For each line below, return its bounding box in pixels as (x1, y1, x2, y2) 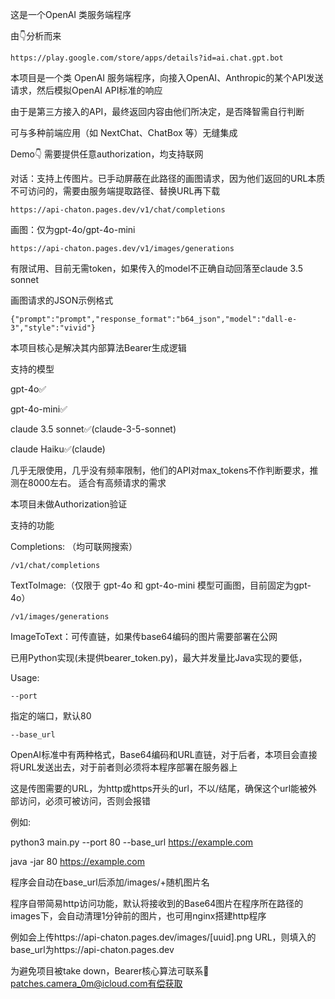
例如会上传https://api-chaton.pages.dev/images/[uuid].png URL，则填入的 (10, 931, 317, 943)
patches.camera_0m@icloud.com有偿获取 (10, 978, 183, 989)
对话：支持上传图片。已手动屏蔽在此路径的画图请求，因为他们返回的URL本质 (10, 173, 326, 184)
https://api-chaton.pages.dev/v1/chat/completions (10, 205, 226, 215)
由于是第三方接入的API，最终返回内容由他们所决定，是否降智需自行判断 (10, 106, 305, 117)
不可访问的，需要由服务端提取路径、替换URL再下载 (10, 185, 221, 197)
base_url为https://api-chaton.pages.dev (10, 944, 175, 955)
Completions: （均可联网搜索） (10, 541, 138, 552)
